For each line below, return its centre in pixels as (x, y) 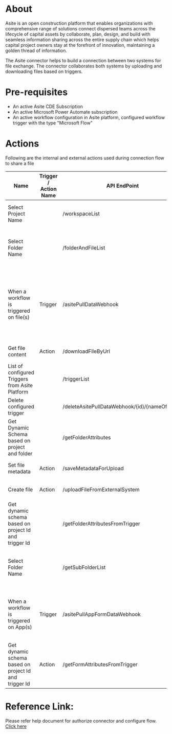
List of (15, 366)
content (17, 354)
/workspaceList (81, 213)
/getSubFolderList (84, 567)
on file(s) (19, 317)
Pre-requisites (37, 92)
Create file (20, 489)
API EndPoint (123, 186)
